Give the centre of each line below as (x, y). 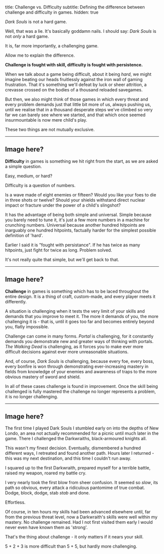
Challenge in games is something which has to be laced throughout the (77, 291)
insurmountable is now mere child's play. (46, 120)
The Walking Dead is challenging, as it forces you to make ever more (74, 346)
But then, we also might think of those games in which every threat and (77, 99)
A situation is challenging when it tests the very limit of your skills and (75, 311)
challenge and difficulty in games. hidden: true (52, 12)
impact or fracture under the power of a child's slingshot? (63, 205)
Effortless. (15, 502)
